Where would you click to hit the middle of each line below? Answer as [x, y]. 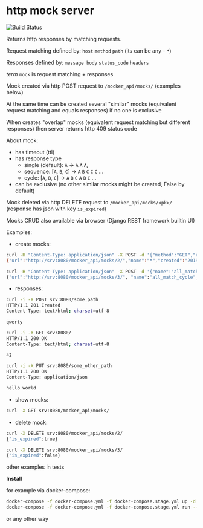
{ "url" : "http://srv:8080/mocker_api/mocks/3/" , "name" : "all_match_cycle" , [102, 277]
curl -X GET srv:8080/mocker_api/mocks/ [58, 411]
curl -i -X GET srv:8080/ [39, 333]
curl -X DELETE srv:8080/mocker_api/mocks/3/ [64, 450]
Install [14, 479]
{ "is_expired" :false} [34, 455]
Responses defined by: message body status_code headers [78, 62]
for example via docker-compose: [48, 491]
